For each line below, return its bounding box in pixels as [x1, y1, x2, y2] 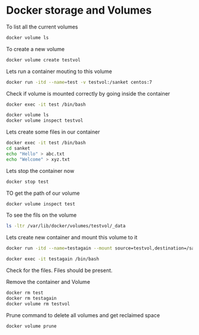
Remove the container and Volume [6, 279, 91, 286]
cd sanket [6, 146, 31, 151]
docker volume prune [6, 323, 57, 329]
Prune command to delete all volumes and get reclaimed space [6, 311, 160, 318]
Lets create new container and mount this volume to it [6, 234, 138, 241]
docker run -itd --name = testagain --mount [6, 245, 113, 251]
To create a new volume [6, 45, 65, 52]
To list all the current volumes [6, 23, 78, 30]
